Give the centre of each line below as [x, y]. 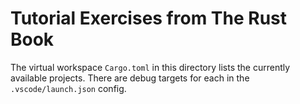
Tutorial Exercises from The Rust [149, 18]
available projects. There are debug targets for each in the [130, 78]
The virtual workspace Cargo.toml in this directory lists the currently [150, 67]
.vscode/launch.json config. [68, 88]
